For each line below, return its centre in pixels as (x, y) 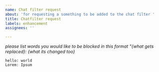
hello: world (19, 61)
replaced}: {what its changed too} (40, 52)
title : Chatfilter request (33, 19)
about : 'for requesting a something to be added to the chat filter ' (80, 14)
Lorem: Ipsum (19, 65)
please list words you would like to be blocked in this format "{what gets (79, 46)
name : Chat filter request (33, 10)
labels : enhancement (27, 23)
